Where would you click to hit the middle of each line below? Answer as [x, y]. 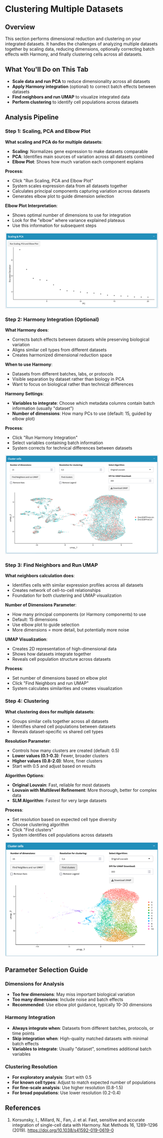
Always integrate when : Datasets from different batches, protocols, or [83, 1028]
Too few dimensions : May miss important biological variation [73, 994]
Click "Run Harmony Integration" [45, 438]
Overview [20, 27]
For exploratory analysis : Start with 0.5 [52, 1077]
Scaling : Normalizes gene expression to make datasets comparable [80, 151]
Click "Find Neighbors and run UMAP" [50, 683]
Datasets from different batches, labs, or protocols [63, 374]
